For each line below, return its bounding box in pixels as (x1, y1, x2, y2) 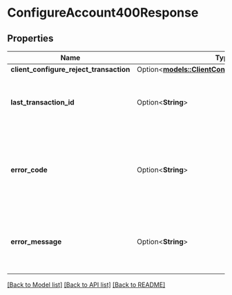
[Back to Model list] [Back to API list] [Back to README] (7, 280, 166, 289)
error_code (10, 165, 48, 175)
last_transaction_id (10, 98, 75, 107)
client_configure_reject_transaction (10, 64, 130, 74)
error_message (10, 237, 62, 247)
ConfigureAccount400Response (7, 5, 199, 21)
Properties (7, 33, 54, 44)
